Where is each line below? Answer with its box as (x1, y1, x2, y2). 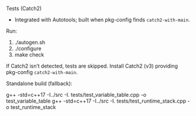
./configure (14, 45, 42, 52)
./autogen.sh (14, 39, 46, 45)
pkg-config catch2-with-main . (6, 69, 78, 75)
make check (14, 51, 44, 58)
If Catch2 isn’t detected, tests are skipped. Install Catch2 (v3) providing (6, 62, 178, 69)
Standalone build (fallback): (6, 80, 73, 87)
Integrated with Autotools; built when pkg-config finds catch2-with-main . (14, 16, 190, 23)
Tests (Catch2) (6, 5, 42, 12)
